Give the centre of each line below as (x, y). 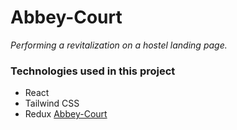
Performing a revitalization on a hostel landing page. (119, 45)
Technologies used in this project (93, 71)
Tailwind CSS (52, 103)
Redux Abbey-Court (66, 114)
